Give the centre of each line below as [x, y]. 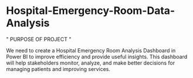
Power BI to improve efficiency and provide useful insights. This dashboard [97, 56]
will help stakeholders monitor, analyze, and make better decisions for [90, 63]
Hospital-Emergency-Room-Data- [91, 11]
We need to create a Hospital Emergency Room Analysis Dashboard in [91, 50]
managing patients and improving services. [58, 69]
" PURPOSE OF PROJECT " [39, 39]
